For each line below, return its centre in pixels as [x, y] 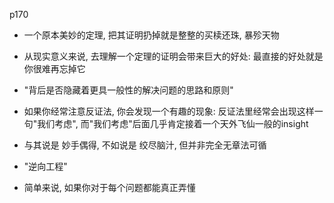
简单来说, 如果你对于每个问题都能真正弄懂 [109, 187]
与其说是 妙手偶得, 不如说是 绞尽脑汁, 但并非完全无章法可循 [145, 145]
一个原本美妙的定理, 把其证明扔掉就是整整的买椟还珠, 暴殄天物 [151, 35]
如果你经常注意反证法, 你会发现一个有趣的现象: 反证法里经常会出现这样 [169, 111]
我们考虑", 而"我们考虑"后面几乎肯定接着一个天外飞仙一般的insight [173, 123]
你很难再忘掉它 [54, 68]
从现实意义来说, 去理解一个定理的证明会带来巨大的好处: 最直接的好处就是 [173, 56]
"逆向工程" [45, 166]
